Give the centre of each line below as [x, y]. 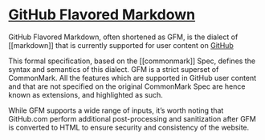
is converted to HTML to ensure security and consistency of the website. [129, 127]
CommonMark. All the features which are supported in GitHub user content [132, 78]
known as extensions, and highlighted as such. [86, 94]
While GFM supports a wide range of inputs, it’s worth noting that [116, 110]
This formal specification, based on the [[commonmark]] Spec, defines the [132, 61]
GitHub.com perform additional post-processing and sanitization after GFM [132, 118]
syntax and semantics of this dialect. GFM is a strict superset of [114, 69]
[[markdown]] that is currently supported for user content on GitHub [121, 45]
